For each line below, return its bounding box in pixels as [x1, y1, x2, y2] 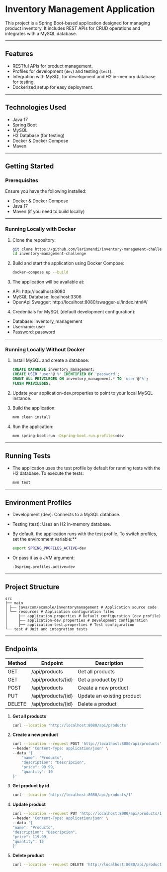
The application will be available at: [12, 279, 84, 285]
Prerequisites [5, 177, 38, 184]
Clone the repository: [12, 237, 56, 243]
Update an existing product [78, 692, 141, 699]
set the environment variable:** [12, 536, 77, 542]
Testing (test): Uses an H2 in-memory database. [12, 521, 111, 527]
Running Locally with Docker [5, 226, 76, 233]
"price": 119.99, [12, 834, 49, 839]
